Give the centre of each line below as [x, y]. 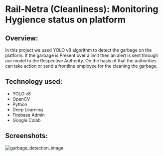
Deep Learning [28, 109]
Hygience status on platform [66, 20]
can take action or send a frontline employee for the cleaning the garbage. [81, 66]
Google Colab [26, 120]
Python [20, 104]
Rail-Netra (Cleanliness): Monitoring [82, 9]
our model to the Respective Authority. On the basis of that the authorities [81, 61]
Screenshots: [27, 136]
